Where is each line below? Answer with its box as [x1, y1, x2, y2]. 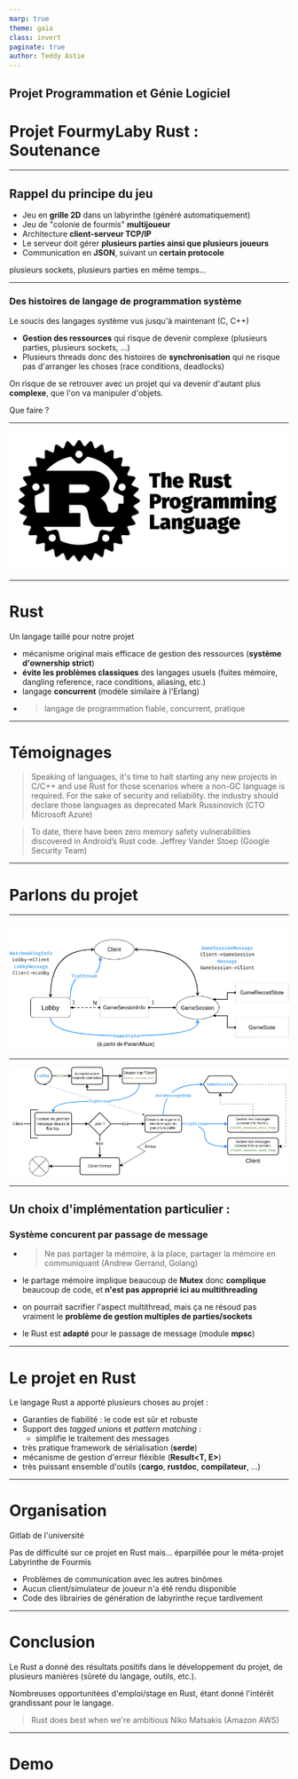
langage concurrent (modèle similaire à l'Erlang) [21, 686, 200, 697]
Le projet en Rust [9, 1367, 137, 1388]
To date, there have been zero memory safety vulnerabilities [30, 826, 251, 838]
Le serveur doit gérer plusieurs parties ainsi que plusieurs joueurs [21, 238, 269, 248]
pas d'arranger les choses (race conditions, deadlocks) [21, 360, 224, 372]
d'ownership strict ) [21, 657, 95, 668]
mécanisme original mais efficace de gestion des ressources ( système [21, 648, 282, 658]
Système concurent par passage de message [9, 1228, 208, 1240]
